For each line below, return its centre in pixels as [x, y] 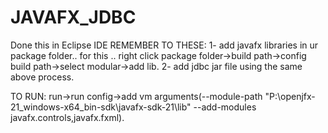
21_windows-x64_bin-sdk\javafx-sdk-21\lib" [101, 107]
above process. [42, 77]
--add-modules [225, 107]
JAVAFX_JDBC [73, 17]
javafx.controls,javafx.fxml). [67, 117]
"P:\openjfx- [290, 96]
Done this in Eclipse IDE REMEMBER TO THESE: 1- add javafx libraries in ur [164, 45]
